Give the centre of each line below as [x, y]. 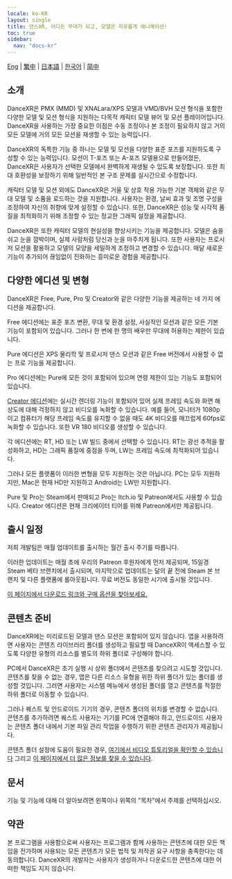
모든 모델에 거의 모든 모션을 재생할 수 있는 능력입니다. [79, 134]
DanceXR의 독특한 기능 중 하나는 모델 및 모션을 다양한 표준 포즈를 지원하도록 [111, 149]
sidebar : [20, 40]
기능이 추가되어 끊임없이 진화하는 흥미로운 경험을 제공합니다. [89, 256]
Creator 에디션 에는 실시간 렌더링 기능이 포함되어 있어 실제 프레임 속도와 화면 [110, 401]
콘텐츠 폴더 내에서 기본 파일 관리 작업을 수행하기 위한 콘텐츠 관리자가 [107, 726]
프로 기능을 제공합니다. [45, 363]
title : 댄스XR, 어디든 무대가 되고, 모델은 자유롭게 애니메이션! [87, 26]
